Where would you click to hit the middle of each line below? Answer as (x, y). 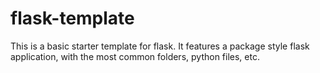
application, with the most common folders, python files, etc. (135, 56)
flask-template (72, 18)
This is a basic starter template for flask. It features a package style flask (160, 46)
